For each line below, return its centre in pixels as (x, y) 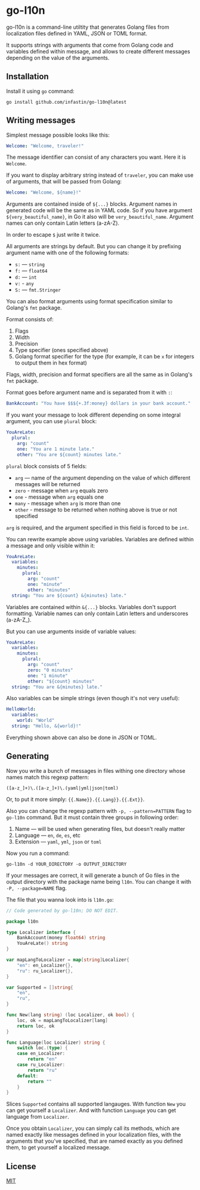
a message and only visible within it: (51, 546)
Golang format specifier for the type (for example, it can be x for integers (104, 357)
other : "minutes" (49, 590)
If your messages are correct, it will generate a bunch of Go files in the (93, 875)
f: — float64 (31, 271)
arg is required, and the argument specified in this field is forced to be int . (98, 528)
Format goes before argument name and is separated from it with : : (89, 393)
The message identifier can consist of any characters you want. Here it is (96, 157)
